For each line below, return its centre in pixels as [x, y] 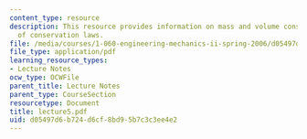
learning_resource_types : [58, 60]
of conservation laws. [61, 35]
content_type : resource [55, 18]
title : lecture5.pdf [49, 112]
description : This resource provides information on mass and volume [145, 27]
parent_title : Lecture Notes [65, 86]
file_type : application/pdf [63, 52]
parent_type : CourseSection [63, 94]
